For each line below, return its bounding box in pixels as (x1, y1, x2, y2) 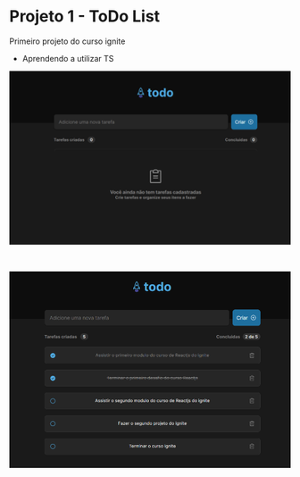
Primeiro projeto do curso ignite (9, 36, 126, 46)
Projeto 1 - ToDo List (9, 6, 161, 27)
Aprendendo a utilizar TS (21, 53, 114, 63)
